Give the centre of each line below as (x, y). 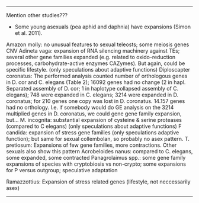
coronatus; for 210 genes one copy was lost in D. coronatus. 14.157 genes (96, 101)
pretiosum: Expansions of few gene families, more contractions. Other (92, 145)
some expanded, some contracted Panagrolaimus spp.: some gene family (96, 158)
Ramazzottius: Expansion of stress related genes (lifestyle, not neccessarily (98, 182)
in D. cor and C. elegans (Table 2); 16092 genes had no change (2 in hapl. (96, 82)
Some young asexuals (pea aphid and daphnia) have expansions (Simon (103, 27)
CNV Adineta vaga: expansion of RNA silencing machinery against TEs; (93, 51)
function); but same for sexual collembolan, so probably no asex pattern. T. (98, 139)
